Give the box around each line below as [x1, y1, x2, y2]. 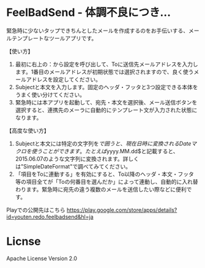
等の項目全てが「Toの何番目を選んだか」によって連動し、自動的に [15, 178, 182, 185]
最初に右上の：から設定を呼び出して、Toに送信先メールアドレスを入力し [15, 60, 199, 68]
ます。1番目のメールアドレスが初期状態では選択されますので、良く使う [15, 68, 194, 75]
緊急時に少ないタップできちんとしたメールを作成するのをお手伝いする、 [6, 27, 188, 34]
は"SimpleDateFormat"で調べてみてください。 [15, 162, 132, 170]
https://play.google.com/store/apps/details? [66, 206, 177, 214]
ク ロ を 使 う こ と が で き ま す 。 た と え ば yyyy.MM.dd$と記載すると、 [15, 147, 179, 154]
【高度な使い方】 [6, 126, 50, 134]
